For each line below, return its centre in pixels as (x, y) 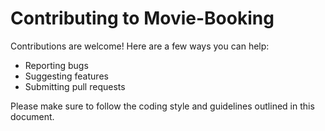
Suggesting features (66, 76)
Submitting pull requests (75, 86)
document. (32, 116)
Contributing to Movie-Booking (142, 18)
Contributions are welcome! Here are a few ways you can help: (140, 46)
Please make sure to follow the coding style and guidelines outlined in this (162, 106)
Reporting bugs (56, 65)
